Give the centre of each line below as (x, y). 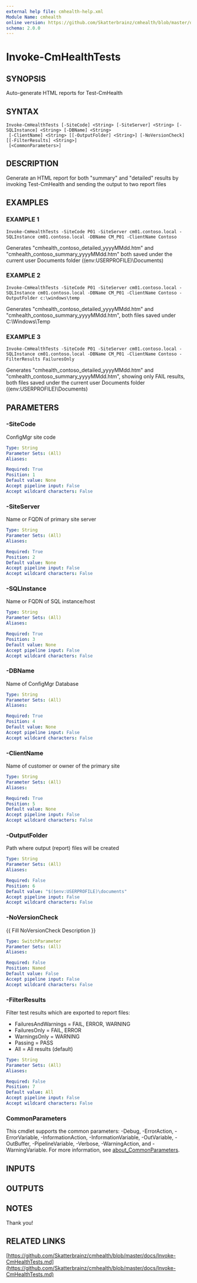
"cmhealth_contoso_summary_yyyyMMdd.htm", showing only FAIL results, (96, 376)
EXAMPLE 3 (23, 336)
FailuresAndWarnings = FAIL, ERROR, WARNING (72, 1024)
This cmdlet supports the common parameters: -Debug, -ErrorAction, (90, 1131)
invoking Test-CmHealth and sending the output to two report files (86, 184)
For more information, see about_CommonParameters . (114, 1150)
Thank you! (20, 1222)
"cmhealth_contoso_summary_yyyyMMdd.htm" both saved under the (89, 254)
